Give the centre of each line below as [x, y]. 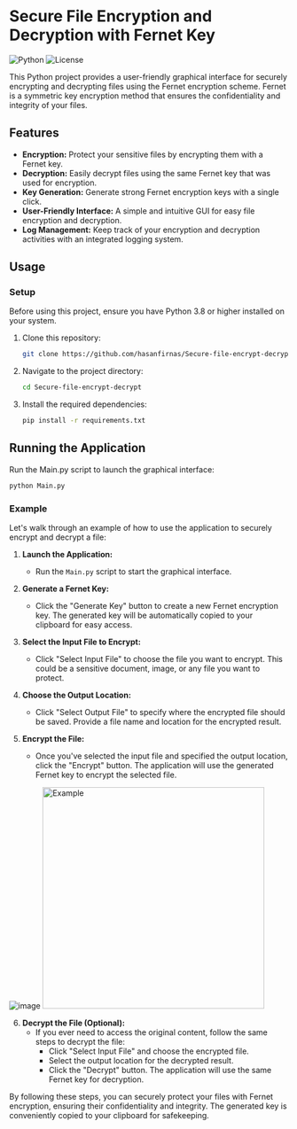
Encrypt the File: [53, 739]
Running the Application [78, 448]
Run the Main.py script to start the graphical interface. [133, 572]
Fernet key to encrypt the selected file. [106, 775]
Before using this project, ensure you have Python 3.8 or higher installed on [147, 311]
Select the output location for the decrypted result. [141, 1061]
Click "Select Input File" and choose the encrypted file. [149, 1051]
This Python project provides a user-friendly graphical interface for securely [148, 76]
